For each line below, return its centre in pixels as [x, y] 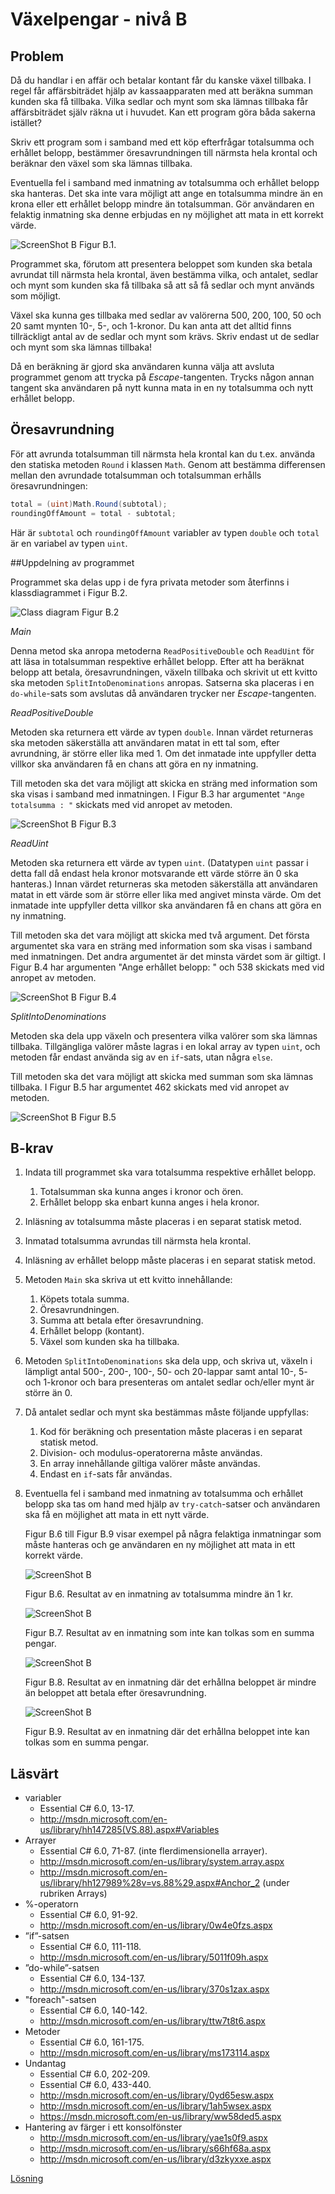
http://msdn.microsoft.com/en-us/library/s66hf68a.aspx [155, 2149]
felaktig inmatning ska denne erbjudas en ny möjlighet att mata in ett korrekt [167, 214]
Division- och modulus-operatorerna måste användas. [151, 1453]
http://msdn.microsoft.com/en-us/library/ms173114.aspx [154, 2053]
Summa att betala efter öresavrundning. [121, 1320]
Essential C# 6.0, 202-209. [95, 2074]
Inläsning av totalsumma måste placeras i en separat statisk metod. [163, 1222]
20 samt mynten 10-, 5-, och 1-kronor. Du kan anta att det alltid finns [151, 326]
